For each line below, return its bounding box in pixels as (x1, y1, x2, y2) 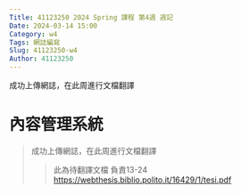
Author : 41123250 (9, 54, 74, 63)
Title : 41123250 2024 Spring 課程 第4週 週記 (9, 12, 174, 22)
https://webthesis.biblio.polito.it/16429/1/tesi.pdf (53, 174, 232, 185)
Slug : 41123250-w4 (9, 46, 78, 55)
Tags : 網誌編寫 (9, 37, 61, 47)
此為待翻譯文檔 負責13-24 (53, 164, 148, 174)
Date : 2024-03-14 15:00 (9, 21, 98, 30)
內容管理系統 (9, 115, 104, 134)
